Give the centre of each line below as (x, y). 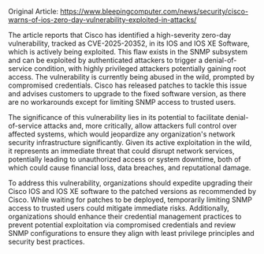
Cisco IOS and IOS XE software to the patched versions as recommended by (132, 191)
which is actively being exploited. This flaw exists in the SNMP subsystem (128, 52)
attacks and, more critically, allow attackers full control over (140, 126)
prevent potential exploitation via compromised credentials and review (122, 225)
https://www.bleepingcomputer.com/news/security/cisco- (154, 11)
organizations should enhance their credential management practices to (125, 217)
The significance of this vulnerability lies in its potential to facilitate (116, 117)
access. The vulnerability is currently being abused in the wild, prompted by (131, 77)
